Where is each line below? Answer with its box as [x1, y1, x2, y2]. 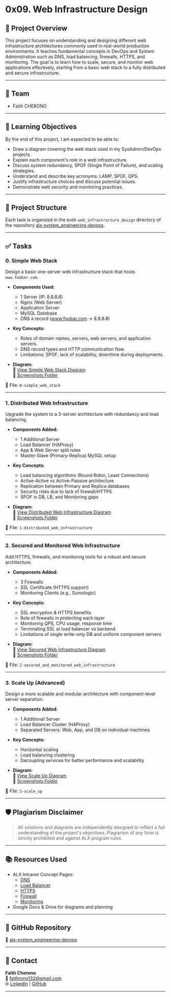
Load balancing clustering [20, 752, 75, 758]
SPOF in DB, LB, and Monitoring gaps [20, 494, 99, 500]
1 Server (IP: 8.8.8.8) [20, 294, 63, 300]
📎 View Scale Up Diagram [12, 773, 67, 779]
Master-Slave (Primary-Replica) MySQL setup [20, 453, 116, 459]
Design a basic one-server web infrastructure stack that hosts [5, 269, 136, 275]
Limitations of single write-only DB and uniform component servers [20, 631, 161, 637]
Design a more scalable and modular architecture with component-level [5, 691, 156, 697]
